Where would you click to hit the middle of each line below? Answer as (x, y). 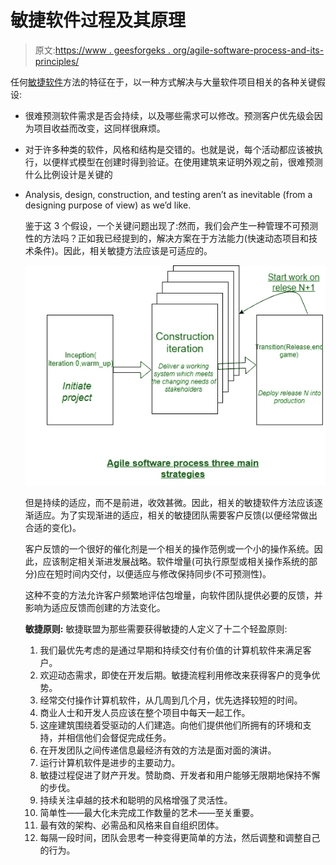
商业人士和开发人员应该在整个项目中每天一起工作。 (145, 712)
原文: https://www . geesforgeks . (102, 50)
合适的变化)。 (53, 527)
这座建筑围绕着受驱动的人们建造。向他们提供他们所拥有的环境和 (171, 725)
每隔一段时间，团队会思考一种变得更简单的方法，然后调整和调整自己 (180, 837)
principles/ (57, 61)
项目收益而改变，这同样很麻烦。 (99, 128)
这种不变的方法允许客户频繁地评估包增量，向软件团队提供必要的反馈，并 (173, 595)
